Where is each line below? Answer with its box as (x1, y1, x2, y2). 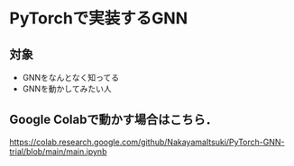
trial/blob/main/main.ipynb (9, 145, 107, 157)
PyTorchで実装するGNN (9, 8, 188, 29)
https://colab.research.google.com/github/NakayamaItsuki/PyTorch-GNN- (9, 136, 285, 147)
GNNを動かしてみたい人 (22, 83, 112, 94)
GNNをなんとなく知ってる (22, 73, 120, 83)
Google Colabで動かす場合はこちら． (9, 112, 218, 127)
